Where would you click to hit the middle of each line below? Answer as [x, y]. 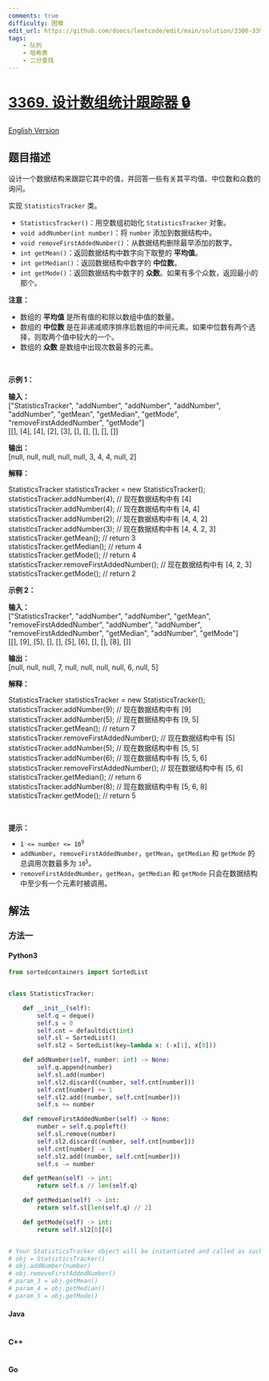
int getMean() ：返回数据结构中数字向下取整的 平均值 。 [111, 253]
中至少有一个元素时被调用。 [66, 883]
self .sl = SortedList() [76, 1038]
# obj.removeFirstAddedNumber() [62, 1274]
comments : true [34, 16]
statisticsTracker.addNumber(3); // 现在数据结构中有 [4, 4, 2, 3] [112, 529]
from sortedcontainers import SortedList [78, 972]
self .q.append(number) [75, 1067]
